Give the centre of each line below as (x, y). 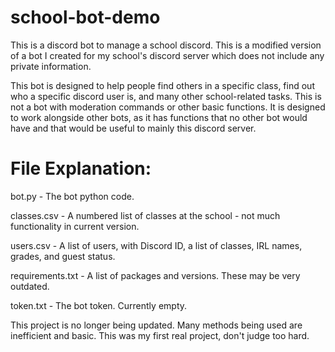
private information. (51, 66)
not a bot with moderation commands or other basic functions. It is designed (168, 107)
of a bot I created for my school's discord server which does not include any (167, 55)
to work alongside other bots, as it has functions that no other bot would (159, 117)
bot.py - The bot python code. (72, 196)
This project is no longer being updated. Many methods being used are (156, 325)
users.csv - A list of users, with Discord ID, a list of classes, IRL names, (156, 245)
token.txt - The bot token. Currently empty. (99, 305)
